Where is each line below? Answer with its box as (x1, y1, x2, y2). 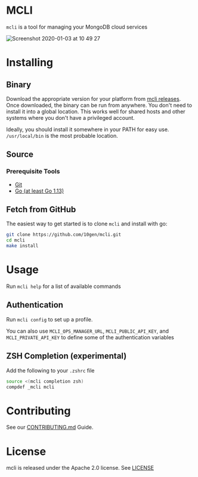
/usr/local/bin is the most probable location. (6, 132, 118, 139)
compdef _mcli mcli (6, 384, 55, 390)
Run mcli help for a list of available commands (6, 283, 121, 290)
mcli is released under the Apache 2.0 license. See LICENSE (6, 464, 154, 472)
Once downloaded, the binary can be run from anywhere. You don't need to (6, 101, 193, 109)
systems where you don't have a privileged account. (6, 114, 135, 121)
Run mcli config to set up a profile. (6, 315, 93, 323)
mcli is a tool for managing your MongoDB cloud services (6, 23, 148, 30)
